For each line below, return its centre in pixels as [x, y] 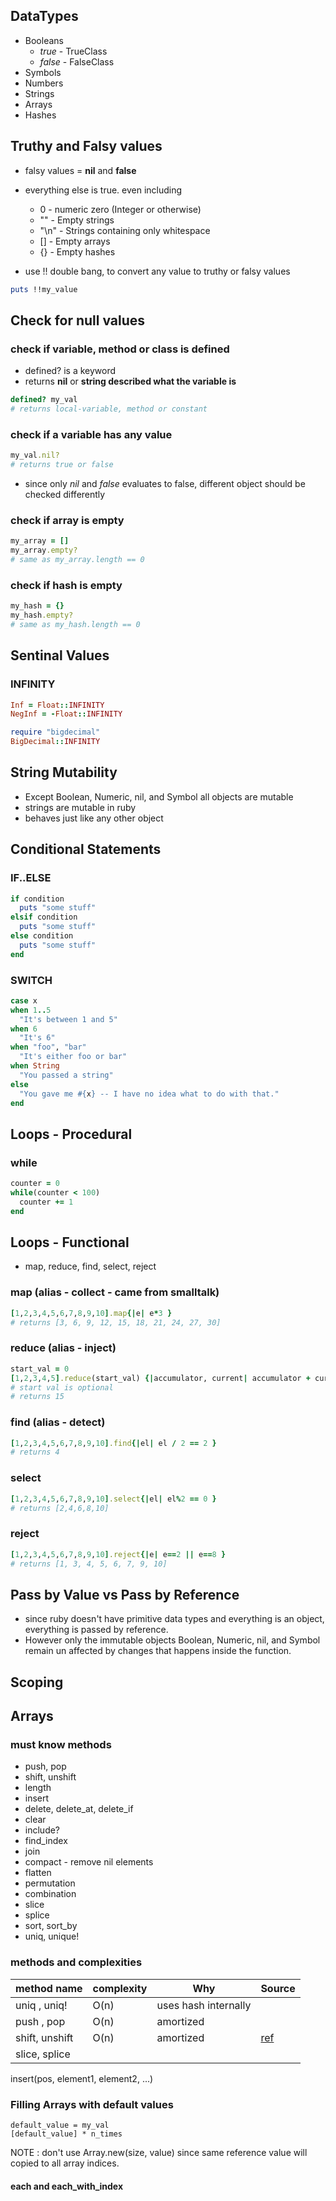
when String [35, 1066]
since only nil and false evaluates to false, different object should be [165, 483]
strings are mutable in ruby [80, 807]
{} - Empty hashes [77, 251]
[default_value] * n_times [66, 2134]
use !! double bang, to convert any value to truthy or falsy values [157, 271]
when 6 [24, 1029]
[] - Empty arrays [75, 241]
